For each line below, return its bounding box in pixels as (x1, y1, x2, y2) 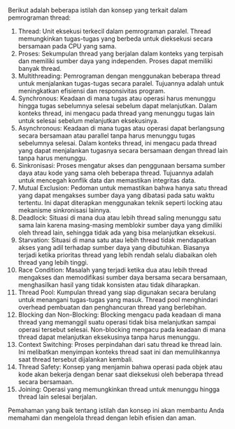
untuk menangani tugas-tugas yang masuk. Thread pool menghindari (17, 296, 218, 304)
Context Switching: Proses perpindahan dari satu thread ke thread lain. (17, 341, 222, 348)
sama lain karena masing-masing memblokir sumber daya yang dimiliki (17, 221, 222, 229)
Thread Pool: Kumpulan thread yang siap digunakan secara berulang (17, 288, 216, 296)
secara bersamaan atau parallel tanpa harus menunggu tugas (17, 131, 196, 140)
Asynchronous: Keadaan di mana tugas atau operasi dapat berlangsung (17, 124, 225, 132)
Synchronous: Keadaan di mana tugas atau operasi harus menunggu (17, 94, 216, 103)
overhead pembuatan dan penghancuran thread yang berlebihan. (17, 303, 207, 311)
